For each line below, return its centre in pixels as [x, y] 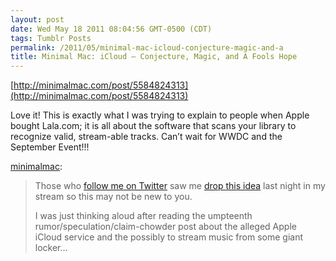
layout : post [37, 19]
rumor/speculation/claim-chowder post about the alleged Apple [165, 227]
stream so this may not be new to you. [113, 197]
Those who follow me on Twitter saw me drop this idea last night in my [180, 186]
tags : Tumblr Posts [51, 38]
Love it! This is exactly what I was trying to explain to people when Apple [160, 115]
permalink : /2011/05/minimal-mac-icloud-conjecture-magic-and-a [147, 47]
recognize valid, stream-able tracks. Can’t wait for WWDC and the [146, 137]
